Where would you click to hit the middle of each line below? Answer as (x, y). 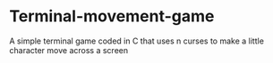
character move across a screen (68, 50)
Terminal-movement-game (112, 16)
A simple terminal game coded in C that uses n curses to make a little (136, 41)
